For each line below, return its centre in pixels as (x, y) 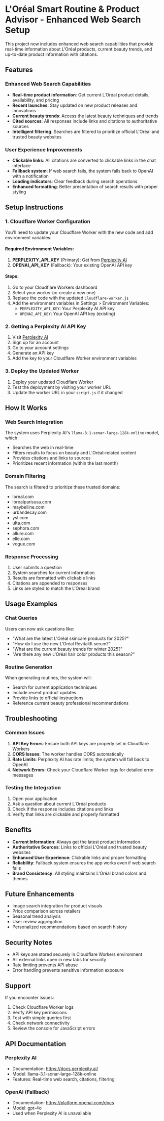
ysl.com (20, 517)
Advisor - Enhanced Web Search (73, 20)
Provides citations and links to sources (51, 458)
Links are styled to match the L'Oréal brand (56, 588)
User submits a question (37, 567)
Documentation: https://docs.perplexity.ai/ (55, 1069)
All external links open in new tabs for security (59, 960)
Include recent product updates (44, 692)
